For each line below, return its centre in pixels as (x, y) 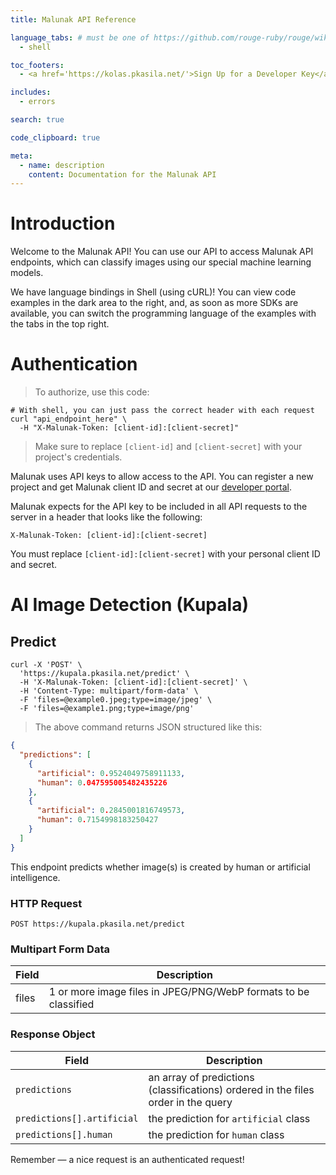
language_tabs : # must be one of (80, 37)
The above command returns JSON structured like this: (148, 727)
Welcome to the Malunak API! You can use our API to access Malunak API (162, 252)
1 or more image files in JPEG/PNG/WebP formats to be (179, 992)
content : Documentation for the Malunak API (122, 174)
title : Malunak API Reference (73, 19)
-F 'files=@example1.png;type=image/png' (107, 709)
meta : (21, 156)
